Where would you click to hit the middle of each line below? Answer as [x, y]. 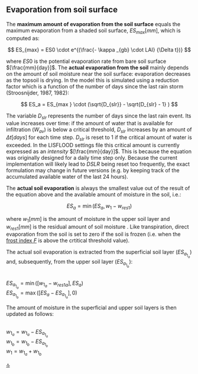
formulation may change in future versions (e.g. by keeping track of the [93, 170]
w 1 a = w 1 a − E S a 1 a [27, 333]
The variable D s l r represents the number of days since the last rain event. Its [99, 116]
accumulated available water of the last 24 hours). [67, 177]
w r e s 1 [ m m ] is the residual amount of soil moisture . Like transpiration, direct [98, 227]
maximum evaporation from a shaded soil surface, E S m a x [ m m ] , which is [94, 31]
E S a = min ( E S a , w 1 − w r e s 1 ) [99, 207]
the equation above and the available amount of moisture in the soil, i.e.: [94, 194]
